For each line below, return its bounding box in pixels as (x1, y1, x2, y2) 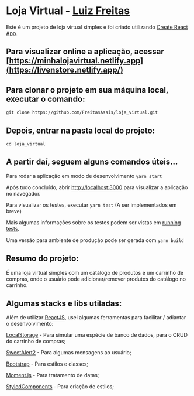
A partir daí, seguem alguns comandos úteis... (6, 157, 178, 167)
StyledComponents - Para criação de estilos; (6, 383, 115, 390)
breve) (6, 207, 22, 214)
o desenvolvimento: (6, 320, 54, 327)
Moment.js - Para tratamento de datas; (6, 372, 99, 379)
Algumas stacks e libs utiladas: (6, 298, 122, 308)
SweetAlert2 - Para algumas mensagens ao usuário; (6, 349, 131, 356)
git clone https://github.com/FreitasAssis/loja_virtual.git (6, 110, 158, 115)
